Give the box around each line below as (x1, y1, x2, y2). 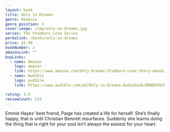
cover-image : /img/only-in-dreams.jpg (5, 26, 87, 31)
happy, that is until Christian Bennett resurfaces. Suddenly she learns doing (5, 116, 163, 122)
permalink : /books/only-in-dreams (5, 36, 78, 41)
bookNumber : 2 (5, 45, 35, 50)
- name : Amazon (10, 59, 42, 64)
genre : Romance (5, 17, 37, 22)
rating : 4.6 (5, 92, 30, 97)
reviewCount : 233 (5, 97, 42, 102)
